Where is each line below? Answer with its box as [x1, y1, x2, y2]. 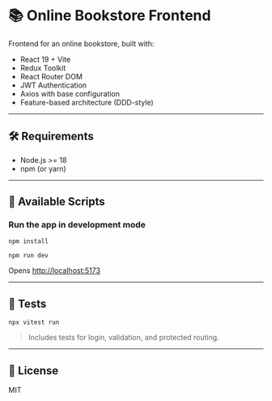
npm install [8, 237, 49, 245]
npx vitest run [8, 318, 60, 326]
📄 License [8, 364, 59, 378]
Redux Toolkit [19, 62, 66, 73]
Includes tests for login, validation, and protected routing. [28, 333, 220, 343]
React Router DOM [19, 71, 83, 81]
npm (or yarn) [19, 164, 66, 173]
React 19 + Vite [19, 54, 71, 64]
